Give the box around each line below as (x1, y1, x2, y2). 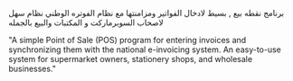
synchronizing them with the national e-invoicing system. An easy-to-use (8, 44, 281, 55)
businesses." (8, 63, 56, 74)
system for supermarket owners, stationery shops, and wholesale (8, 54, 253, 64)
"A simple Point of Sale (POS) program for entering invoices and (8, 35, 247, 45)
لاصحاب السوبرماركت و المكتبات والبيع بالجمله (8, 17, 164, 28)
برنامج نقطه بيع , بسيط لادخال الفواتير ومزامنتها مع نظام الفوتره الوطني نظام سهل (8, 8, 285, 18)
